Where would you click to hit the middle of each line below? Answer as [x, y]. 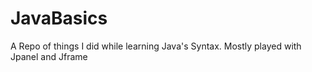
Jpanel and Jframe [49, 56]
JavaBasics [59, 18]
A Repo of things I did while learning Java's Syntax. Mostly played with [156, 46]
